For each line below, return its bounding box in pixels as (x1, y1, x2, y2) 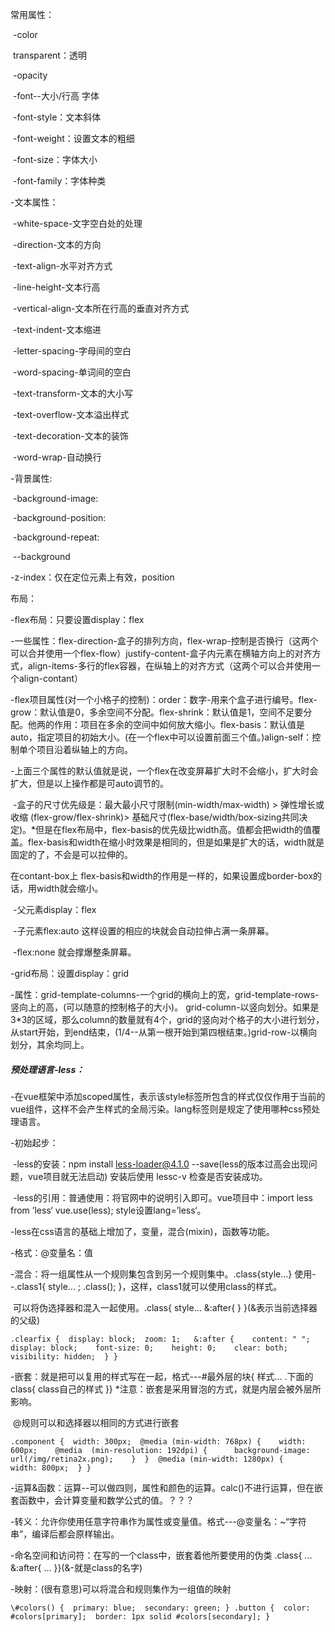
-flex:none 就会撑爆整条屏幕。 (12, 946, 137, 958)
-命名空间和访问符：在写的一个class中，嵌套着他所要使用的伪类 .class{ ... (10, 1549, 313, 1561)
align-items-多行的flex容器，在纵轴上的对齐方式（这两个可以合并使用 (27, 660, 313, 672)
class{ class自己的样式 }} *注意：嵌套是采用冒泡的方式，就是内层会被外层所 (10, 1383, 322, 1395)
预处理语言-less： (10, 1063, 85, 1075)
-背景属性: (10, 473, 53, 484)
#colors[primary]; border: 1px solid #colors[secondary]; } (10, 1611, 271, 1622)
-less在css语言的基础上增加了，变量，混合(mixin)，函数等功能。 (10, 1225, 275, 1237)
